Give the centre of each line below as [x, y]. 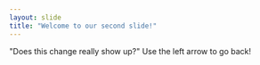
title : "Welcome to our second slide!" [83, 26]
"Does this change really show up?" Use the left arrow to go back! [130, 51]
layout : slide [36, 17]
